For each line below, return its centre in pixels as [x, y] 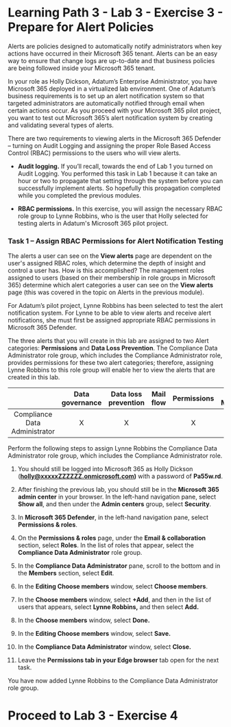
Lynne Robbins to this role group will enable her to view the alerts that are [111, 370]
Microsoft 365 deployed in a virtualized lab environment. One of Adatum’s [112, 88]
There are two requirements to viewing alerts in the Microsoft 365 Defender [114, 138]
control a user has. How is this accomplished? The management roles [106, 271]
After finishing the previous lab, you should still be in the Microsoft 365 [119, 490]
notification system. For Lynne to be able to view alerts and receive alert [110, 313]
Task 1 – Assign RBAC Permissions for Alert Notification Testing [115, 241]
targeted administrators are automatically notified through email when [106, 103]
